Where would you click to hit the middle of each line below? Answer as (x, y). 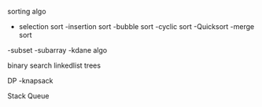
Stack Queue (28, 96)
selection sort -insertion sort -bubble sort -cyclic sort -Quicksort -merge (137, 26)
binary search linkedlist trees (54, 65)
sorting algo (27, 11)
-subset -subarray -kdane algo (57, 50)
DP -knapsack (30, 81)
